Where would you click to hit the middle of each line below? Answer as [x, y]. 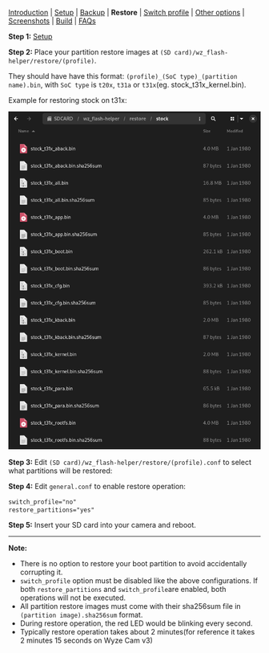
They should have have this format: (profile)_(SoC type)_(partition [123, 76]
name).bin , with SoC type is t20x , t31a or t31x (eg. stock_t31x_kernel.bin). [127, 85]
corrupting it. [41, 572]
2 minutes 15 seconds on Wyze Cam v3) [86, 640]
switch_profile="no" [43, 502]
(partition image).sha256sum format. [81, 614]
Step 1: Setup [30, 37]
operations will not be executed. [73, 598]
